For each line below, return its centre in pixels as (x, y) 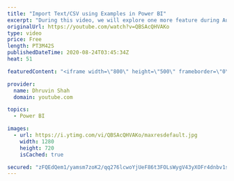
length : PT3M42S (31, 46)
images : (18, 129)
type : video (24, 33)
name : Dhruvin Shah (42, 90)
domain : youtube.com (43, 97)
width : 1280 (37, 141)
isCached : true (42, 155)
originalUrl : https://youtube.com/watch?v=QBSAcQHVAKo (88, 26)
